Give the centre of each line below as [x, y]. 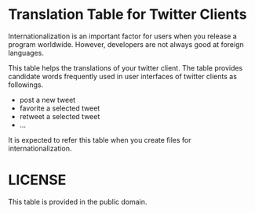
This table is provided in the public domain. [78, 201]
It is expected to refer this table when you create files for [100, 140]
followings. [26, 85]
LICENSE [37, 180]
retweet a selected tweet [60, 116]
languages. [26, 53]
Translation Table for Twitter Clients [127, 15]
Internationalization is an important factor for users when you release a [122, 36]
